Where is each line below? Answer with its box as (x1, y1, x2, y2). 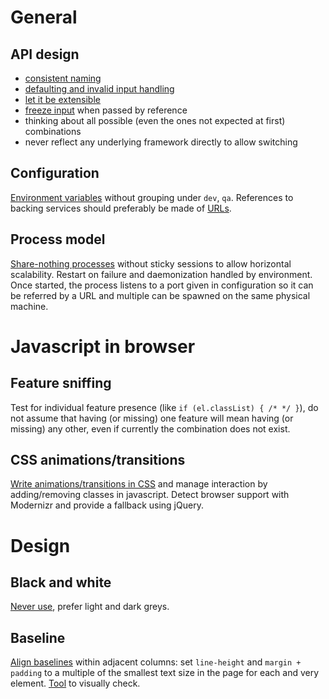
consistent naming (24, 72, 102, 84)
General (10, 6, 78, 29)
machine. (10, 300, 49, 312)
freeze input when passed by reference (24, 104, 188, 116)
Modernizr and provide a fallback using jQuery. (10, 499, 204, 511)
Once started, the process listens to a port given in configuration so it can (10, 279, 314, 291)
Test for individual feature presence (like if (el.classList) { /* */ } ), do (10, 401, 319, 413)
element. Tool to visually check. (10, 677, 141, 690)
